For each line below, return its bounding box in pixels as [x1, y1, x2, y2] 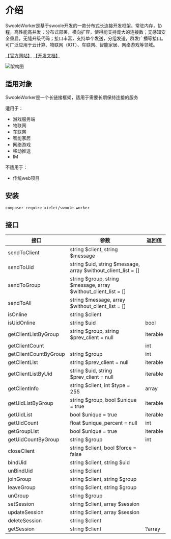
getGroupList [8, 428, 39, 435]
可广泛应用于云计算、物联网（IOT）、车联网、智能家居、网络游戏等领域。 [5, 41, 158, 47]
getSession [8, 525, 35, 532]
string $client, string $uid [70, 459, 130, 466]
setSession [8, 501, 35, 508]
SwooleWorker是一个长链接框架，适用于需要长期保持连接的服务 [5, 94, 138, 100]
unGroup [8, 492, 29, 499]
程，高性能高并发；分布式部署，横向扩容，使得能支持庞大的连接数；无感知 [5, 29, 161, 35]
